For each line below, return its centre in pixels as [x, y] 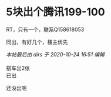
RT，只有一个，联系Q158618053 [45, 29]
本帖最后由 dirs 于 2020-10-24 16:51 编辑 [55, 54]
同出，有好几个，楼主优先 [37, 42]
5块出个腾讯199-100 [55, 12]
